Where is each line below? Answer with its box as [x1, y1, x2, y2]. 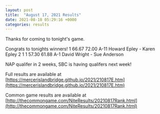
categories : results [5, 22, 50, 27]
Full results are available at [5, 71, 62, 78]
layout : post [5, 7, 33, 13]
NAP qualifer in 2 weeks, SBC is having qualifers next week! [5, 61, 132, 67]
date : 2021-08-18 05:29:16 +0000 [5, 17, 77, 22]
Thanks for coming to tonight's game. [5, 36, 85, 42]
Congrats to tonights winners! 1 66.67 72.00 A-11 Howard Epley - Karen [5, 46, 155, 52]
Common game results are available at [5, 92, 87, 98]
